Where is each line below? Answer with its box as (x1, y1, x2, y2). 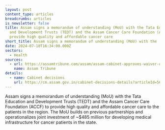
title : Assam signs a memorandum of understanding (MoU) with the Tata (5, 25, 155, 30)
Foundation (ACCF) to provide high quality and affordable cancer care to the (5, 104, 160, 109)
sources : (5, 57, 23, 62)
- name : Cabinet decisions (9, 75, 65, 80)
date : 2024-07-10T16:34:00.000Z (5, 43, 71, 48)
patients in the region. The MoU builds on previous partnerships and (5, 108, 143, 115)
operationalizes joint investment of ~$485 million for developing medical (5, 114, 151, 120)
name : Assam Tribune (14, 66, 56, 71)
